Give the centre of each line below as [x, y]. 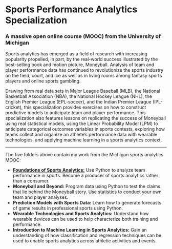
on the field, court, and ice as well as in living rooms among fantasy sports [84, 76]
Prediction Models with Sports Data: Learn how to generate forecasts [87, 203]
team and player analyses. [40, 197]
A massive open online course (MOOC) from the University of [83, 36]
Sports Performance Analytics [71, 9]
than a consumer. [31, 181]
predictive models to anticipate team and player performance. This [76, 113]
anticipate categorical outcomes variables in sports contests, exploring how [85, 129]
